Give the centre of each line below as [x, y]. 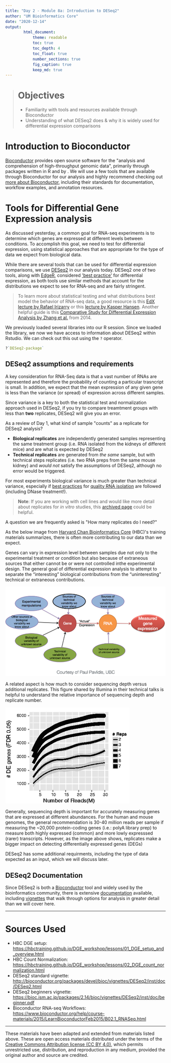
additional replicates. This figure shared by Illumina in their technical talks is [85, 689]
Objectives [41, 95]
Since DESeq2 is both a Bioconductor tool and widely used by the [74, 887]
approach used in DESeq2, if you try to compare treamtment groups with [81, 408]
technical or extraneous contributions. [45, 580]
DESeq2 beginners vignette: [42, 992]
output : [13, 27]
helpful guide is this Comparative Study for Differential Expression [87, 312]
